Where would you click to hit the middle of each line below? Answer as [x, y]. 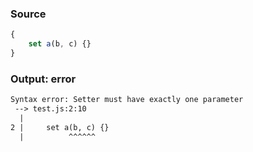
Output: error [43, 79]
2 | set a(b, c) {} [60, 127]
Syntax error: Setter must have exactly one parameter [127, 100]
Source [28, 14]
